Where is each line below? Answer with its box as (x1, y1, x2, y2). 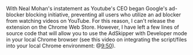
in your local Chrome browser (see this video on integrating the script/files (6, 36, 187, 43)
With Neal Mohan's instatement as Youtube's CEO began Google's (6, 5, 168, 12)
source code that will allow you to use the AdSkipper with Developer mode (6, 30, 188, 37)
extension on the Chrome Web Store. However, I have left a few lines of (6, 23, 179, 30)
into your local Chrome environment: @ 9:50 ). (6, 42, 116, 49)
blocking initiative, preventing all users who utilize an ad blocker (25, 11, 181, 18)
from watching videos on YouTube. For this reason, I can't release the (6, 18, 175, 24)
